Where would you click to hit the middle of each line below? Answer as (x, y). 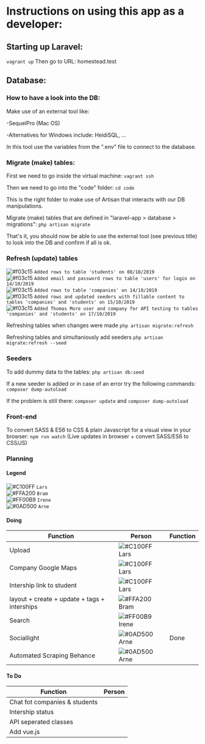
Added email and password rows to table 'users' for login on (115, 279)
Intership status (31, 712)
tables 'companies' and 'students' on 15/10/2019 (71, 302)
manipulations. (25, 206)
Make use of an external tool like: (48, 111)
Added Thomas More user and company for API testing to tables (116, 309)
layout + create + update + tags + (57, 599)
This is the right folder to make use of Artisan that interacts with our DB (95, 199)
